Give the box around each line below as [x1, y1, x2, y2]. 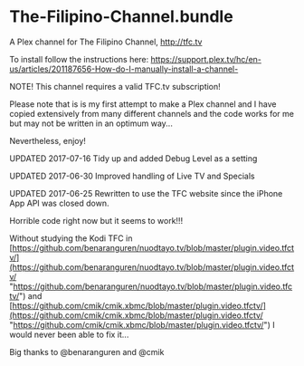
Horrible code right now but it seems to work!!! [9, 215, 184, 226]
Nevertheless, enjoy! [9, 135, 86, 146]
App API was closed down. [9, 197, 110, 208]
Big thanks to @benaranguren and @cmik [9, 346, 165, 357]
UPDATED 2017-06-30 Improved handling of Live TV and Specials [9, 170, 255, 181]
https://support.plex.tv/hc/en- [150, 53, 262, 64]
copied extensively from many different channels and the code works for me [9, 108, 294, 119]
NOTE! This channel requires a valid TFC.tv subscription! [9, 81, 222, 91]
